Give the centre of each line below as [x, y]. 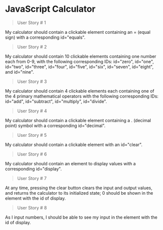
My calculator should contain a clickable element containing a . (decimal [78, 120]
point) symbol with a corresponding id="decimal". [55, 126]
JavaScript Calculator [50, 9]
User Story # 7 [32, 178]
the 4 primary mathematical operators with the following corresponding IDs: [82, 96]
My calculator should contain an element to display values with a [70, 163]
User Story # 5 [32, 135]
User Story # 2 [32, 47]
